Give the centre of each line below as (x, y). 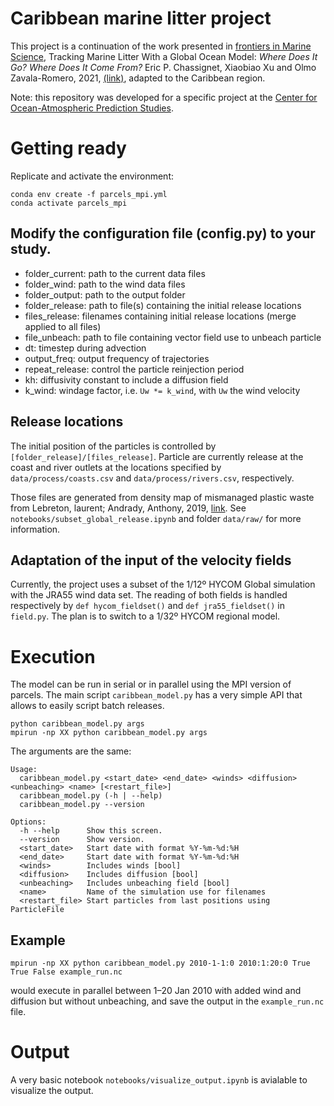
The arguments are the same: (71, 751)
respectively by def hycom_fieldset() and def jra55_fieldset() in (147, 606)
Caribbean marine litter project (141, 18)
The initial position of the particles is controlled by (113, 446)
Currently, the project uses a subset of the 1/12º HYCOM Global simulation (163, 584)
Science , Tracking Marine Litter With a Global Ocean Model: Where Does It (164, 56)
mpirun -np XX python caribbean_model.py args (109, 733)
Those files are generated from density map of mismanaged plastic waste (162, 497)
